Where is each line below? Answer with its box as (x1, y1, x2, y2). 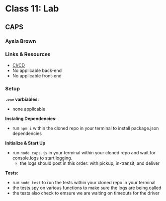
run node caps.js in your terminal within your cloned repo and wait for (12, 150, 156, 156)
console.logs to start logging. (12, 155, 73, 161)
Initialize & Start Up (5, 140, 46, 146)
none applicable (12, 106, 46, 112)
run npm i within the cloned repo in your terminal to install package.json (12, 125, 159, 132)
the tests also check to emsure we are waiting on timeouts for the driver (12, 190, 160, 196)
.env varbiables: (5, 96, 39, 102)
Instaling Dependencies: (5, 116, 57, 122)
